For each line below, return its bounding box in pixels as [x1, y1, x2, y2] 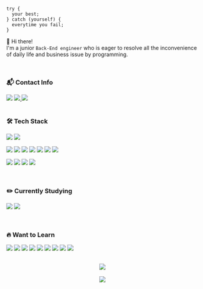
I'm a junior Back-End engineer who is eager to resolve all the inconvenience [6, 45, 198, 51]
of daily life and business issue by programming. [6, 51, 128, 58]
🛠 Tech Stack [6, 117, 48, 126]
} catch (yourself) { [6, 16, 62, 23]
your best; [12, 11, 40, 17]
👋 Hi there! [6, 38, 34, 45]
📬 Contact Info [6, 78, 54, 87]
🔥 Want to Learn [6, 230, 55, 239]
